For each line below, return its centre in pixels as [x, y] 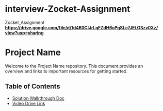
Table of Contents [33, 86]
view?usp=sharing [24, 33]
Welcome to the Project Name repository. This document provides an [74, 66]
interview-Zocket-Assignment [68, 9]
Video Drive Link [28, 103]
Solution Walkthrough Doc [38, 98]
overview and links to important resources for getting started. [66, 71]
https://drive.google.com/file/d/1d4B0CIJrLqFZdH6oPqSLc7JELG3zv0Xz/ [81, 27]
